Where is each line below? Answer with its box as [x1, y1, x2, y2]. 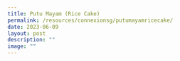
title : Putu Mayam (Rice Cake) [7, 10, 100, 18]
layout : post [7, 29, 46, 37]
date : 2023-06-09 [7, 23, 59, 30]
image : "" [7, 43, 37, 50]
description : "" [7, 36, 55, 43]
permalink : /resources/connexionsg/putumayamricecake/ [7, 17, 174, 24]
